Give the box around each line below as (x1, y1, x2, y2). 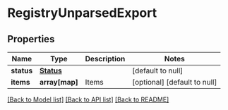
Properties (7, 33, 55, 45)
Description (85, 54, 126, 63)
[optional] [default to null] (131, 78, 217, 87)
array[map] (39, 78, 79, 87)
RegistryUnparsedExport (7, 5, 157, 21)
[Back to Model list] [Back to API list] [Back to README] (7, 95, 169, 104)
